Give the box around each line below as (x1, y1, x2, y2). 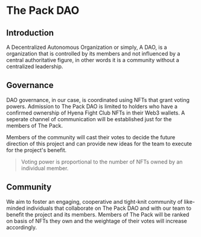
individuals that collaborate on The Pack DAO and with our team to (26, 204, 192, 212)
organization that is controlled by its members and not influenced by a (6, 50, 180, 57)
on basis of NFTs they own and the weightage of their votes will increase (6, 217, 187, 224)
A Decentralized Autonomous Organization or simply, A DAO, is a (6, 43, 167, 51)
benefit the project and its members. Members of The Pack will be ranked (6, 210, 190, 218)
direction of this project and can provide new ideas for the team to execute (6, 140, 192, 147)
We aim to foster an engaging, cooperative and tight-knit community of (6, 198, 183, 205)
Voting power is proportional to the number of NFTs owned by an (21, 158, 183, 165)
